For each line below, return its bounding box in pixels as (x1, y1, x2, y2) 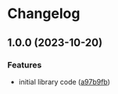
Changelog (7, 5, 80, 23)
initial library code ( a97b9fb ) (18, 77, 111, 86)
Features (7, 60, 42, 70)
